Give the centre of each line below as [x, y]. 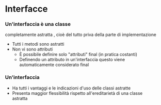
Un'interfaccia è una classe [38, 24]
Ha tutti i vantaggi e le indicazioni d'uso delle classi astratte [71, 88]
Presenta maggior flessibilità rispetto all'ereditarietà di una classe [77, 93]
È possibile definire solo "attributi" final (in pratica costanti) [78, 54]
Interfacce [26, 9]
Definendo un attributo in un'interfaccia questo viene [72, 60]
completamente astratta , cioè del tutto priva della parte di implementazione [81, 35]
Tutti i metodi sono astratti [38, 44]
